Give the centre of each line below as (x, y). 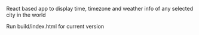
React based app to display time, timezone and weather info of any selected (99, 9)
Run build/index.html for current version (55, 26)
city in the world (26, 15)
